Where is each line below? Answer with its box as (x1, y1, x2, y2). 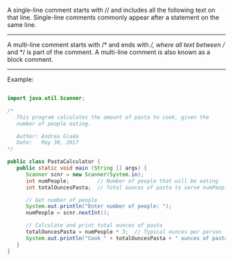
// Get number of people (25, 196, 98, 203)
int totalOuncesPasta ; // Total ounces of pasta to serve (25, 184, 200, 191)
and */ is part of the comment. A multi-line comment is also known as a (7, 48, 210, 56)
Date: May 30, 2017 (16, 139, 79, 146)
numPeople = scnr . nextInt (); (25, 210, 110, 217)
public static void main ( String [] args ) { (16, 165, 148, 171)
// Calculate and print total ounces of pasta (25, 222, 163, 229)
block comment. (7, 56, 53, 63)
